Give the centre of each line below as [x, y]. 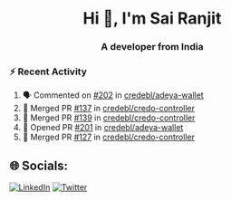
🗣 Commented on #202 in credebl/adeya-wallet [113, 95]
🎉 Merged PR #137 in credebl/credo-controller [109, 109]
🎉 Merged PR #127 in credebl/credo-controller [108, 137]
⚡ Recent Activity [48, 72]
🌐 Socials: [39, 165]
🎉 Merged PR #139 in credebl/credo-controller [109, 118]
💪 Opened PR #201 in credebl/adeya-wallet [103, 128]
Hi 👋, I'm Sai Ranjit [152, 19]
